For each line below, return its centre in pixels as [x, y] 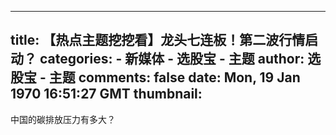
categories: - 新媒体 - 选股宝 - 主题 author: [172, 59]
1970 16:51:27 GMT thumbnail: [106, 94]
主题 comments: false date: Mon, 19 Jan [174, 77]
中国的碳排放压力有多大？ [63, 119]
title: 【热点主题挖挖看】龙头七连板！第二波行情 [158, 40]
